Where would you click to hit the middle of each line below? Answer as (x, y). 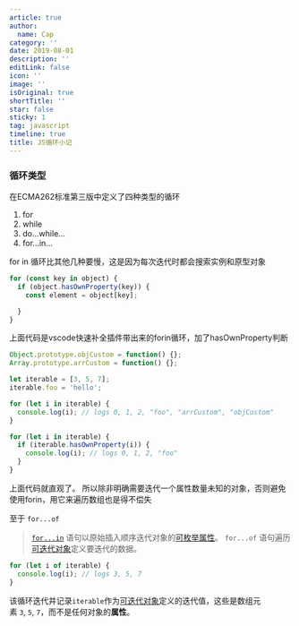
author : (24, 26)
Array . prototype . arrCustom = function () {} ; (94, 364)
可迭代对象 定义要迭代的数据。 (86, 548)
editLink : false (39, 68)
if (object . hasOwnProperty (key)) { (84, 287)
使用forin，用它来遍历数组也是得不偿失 (81, 499)
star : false (31, 109)
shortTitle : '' (38, 101)
